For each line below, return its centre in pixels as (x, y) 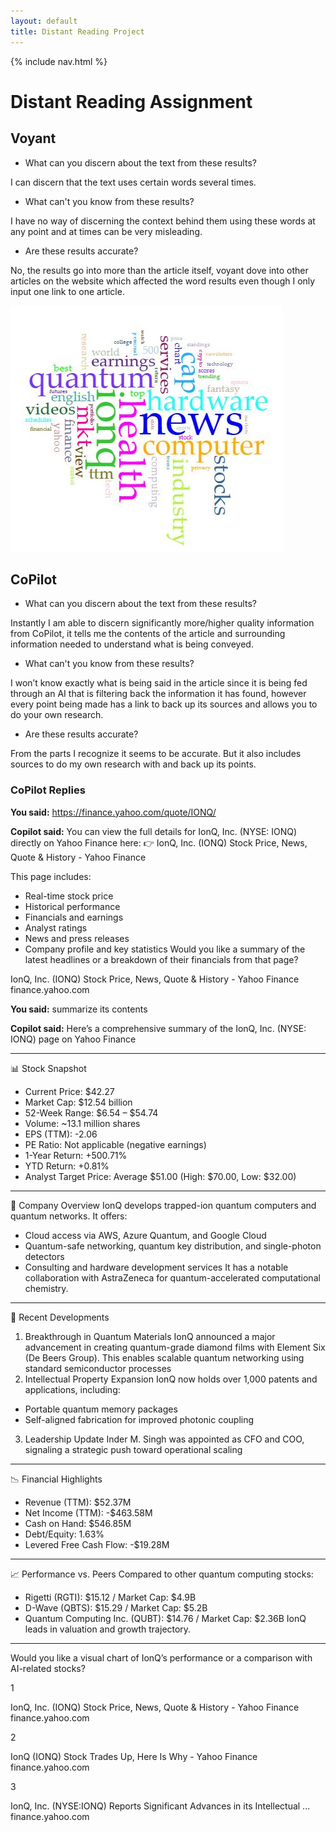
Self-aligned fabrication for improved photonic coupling (139, 1419)
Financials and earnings (74, 917)
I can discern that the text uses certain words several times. (133, 182)
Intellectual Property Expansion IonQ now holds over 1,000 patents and (171, 1379)
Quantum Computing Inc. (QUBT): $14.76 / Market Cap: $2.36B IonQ (165, 1618)
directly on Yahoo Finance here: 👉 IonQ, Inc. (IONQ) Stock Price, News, (159, 842)
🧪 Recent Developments (60, 1317)
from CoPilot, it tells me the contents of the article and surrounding (148, 634)
